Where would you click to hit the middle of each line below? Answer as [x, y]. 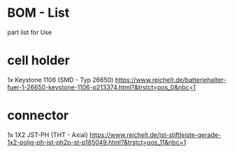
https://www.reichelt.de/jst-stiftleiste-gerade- [155, 135]
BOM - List [38, 13]
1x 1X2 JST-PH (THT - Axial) [48, 135]
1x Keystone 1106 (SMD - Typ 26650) [60, 80]
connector [38, 116]
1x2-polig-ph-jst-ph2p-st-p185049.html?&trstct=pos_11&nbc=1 [97, 142]
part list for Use [30, 32]
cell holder [38, 60]
